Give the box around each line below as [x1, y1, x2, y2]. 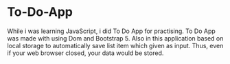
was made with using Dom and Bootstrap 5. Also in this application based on [7, 34, 224, 42]
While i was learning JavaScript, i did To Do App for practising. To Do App [7, 27, 216, 35]
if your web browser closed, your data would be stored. [7, 49, 164, 57]
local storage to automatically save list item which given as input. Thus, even [7, 41, 224, 50]
